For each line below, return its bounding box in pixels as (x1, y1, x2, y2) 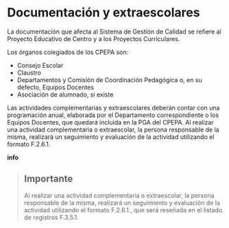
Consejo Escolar (16, 61, 64, 69)
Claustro (16, 68, 41, 77)
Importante (23, 173, 73, 185)
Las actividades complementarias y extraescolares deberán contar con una (7, 103, 220, 112)
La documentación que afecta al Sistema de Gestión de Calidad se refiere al (7, 27, 221, 36)
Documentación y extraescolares (7, 5, 200, 21)
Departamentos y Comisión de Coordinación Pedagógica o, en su (16, 75, 202, 84)
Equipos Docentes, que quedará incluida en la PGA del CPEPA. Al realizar (7, 118, 214, 126)
